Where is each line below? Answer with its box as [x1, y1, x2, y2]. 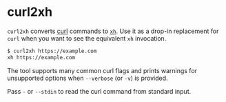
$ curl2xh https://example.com [7, 48, 97, 54]
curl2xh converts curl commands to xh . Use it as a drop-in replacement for [7, 27, 219, 35]
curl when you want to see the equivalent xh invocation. [7, 34, 167, 42]
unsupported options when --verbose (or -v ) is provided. [7, 74, 168, 82]
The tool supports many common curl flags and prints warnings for [7, 66, 198, 74]
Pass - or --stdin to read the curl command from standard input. [7, 87, 192, 95]
